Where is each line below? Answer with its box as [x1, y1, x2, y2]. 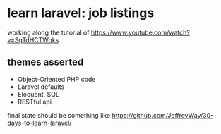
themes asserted [7, 56, 84, 68]
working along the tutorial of [7, 28, 90, 37]
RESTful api [17, 97, 52, 106]
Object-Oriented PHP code [17, 75, 96, 83]
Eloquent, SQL [17, 90, 60, 98]
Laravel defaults [17, 83, 65, 91]
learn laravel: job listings [7, 5, 155, 21]
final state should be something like [7, 111, 111, 119]
